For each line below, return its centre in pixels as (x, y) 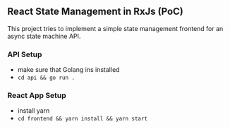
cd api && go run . (46, 78)
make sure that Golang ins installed (68, 70)
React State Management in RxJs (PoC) (95, 12)
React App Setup (37, 96)
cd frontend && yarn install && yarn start (83, 119)
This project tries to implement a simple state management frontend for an (115, 28)
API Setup (25, 54)
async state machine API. (44, 36)
